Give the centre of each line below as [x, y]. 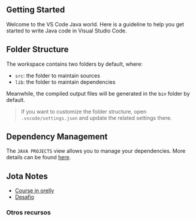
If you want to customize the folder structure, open [84, 111]
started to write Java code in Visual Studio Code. [67, 31]
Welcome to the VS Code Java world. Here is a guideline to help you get [95, 24]
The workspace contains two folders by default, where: [74, 64]
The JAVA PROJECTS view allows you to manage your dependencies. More [96, 151]
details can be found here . [39, 158]
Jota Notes [27, 176]
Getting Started [36, 10]
